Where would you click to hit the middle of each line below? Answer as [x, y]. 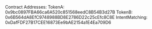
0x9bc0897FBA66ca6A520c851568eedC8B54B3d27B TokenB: [69, 12]
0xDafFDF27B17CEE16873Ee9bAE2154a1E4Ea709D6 [58, 22]
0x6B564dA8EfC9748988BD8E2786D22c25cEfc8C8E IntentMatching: [76, 17]
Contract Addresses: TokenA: [35, 7]
